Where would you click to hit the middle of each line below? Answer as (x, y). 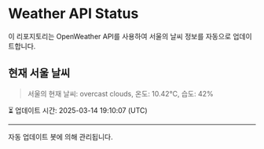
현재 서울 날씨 (39, 73)
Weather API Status (73, 14)
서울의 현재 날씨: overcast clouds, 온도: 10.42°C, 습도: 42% (120, 93)
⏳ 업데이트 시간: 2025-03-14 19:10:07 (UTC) (78, 110)
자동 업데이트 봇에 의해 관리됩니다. (60, 136)
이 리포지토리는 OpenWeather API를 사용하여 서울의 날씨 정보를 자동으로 (120, 36)
